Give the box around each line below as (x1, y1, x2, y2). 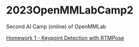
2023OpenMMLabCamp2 (6, 4, 134, 17)
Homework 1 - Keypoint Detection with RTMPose (6, 34, 125, 41)
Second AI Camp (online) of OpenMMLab (6, 23, 107, 30)
